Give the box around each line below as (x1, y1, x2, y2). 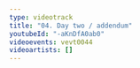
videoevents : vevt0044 (9, 37, 93, 47)
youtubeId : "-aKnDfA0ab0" (9, 29, 105, 38)
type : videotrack (9, 12, 74, 22)
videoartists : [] (9, 46, 74, 55)
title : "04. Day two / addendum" (9, 21, 133, 30)
